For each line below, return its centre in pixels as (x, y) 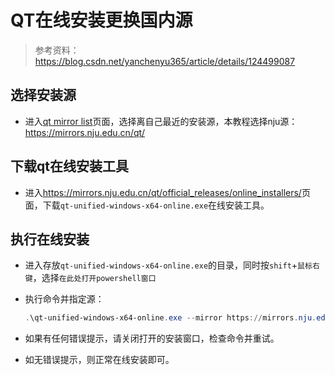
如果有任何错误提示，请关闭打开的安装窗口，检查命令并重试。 (152, 338)
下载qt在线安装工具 (69, 166)
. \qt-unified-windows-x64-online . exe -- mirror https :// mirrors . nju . (170, 318)
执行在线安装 (50, 239)
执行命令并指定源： (64, 299)
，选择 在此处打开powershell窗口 (94, 278)
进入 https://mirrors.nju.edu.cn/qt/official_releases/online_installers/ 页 (167, 192)
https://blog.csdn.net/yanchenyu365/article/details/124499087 (165, 61)
